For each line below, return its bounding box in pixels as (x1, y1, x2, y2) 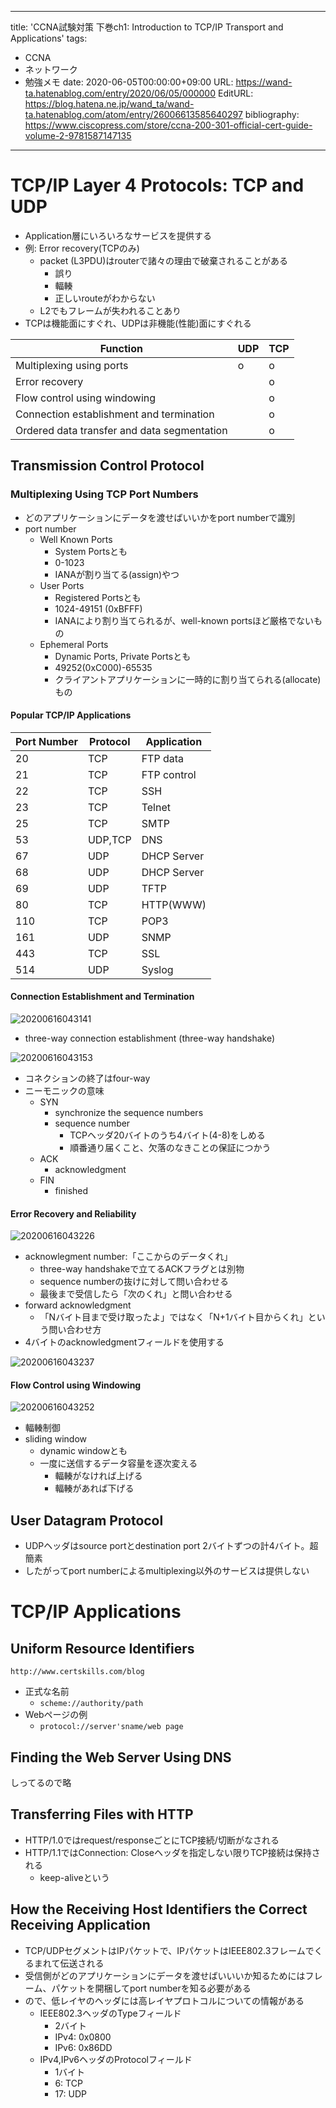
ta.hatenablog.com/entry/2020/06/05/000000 (24, 87, 217, 99)
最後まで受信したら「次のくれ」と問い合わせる (39, 1288, 233, 1300)
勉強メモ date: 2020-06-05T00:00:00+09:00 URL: (24, 76, 234, 88)
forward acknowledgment (24, 1299, 132, 1311)
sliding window (24, 1433, 88, 1445)
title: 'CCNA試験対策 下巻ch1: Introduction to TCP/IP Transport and (10, 21, 284, 33)
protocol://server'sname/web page (39, 1722, 184, 1732)
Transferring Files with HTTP (10, 1806, 194, 1823)
